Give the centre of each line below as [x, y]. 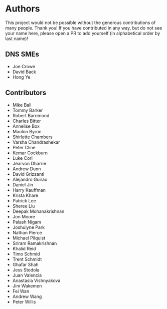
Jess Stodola [26, 270]
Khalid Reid [24, 248]
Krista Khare [25, 195]
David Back [24, 72]
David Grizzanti [28, 174]
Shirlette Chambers [32, 137]
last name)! [17, 39]
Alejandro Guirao [30, 179]
